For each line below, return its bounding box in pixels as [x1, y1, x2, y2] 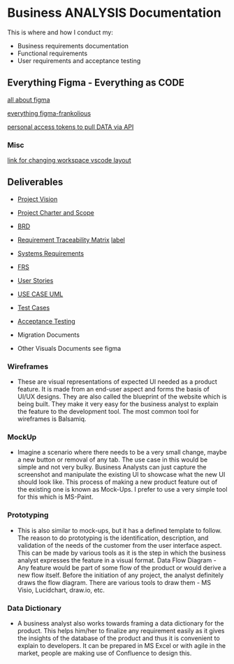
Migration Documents [17, 331, 80, 339]
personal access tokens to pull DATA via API [7, 123, 134, 131]
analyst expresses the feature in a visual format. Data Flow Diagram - [17, 555, 217, 565]
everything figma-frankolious [7, 109, 92, 117]
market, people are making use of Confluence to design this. [17, 649, 192, 658]
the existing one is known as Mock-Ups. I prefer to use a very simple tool [17, 485, 228, 494]
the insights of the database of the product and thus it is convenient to [17, 634, 220, 642]
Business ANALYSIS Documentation [7, 5, 221, 21]
